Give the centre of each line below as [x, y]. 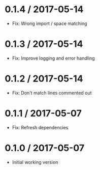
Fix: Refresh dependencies [40, 127]
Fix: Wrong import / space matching [49, 23]
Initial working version [35, 162]
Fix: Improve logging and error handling [53, 58]
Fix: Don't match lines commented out [52, 93]
